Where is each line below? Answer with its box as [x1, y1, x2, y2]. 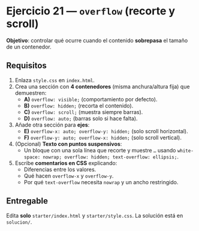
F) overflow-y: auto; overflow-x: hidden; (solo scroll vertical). [23, 134, 182, 141]
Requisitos [6, 61, 47, 71]
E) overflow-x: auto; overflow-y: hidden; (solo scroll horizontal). [23, 127, 188, 134]
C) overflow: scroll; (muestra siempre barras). [23, 108, 143, 115]
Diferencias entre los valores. [23, 166, 97, 173]
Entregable [6, 196, 48, 206]
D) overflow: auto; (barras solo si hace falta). [23, 115, 138, 122]
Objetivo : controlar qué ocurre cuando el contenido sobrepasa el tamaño [6, 37, 188, 44]
